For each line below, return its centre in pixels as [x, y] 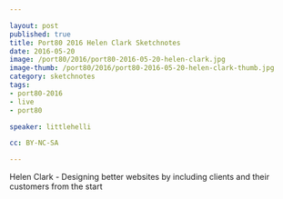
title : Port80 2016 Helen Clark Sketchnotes [95, 43]
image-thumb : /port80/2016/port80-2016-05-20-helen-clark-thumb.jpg [142, 68]
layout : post [34, 25]
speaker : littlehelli [51, 127]
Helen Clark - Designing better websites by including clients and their [140, 177]
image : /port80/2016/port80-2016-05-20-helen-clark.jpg [117, 60]
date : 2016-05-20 [42, 51]
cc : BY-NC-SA [34, 143]
